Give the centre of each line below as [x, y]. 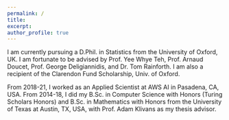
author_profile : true [38, 33]
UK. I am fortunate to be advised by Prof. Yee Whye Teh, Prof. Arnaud [105, 60]
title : [16, 20]
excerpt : [20, 26]
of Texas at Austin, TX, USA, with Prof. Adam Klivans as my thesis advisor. [112, 109]
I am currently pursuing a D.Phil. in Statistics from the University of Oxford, [112, 52]
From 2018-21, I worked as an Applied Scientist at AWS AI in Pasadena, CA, [113, 87]
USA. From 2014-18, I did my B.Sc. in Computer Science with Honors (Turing [115, 95]
